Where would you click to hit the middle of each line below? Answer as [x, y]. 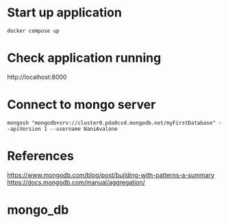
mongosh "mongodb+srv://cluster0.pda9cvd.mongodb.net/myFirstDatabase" [111, 123]
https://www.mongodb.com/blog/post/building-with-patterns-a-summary [111, 175]
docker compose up [33, 31]
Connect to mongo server [81, 105]
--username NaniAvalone [84, 129]
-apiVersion [24, 129]
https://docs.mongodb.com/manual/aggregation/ [76, 182]
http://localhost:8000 [37, 77]
